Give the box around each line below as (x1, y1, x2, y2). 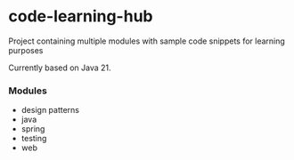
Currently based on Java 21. (8, 62, 112, 73)
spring (20, 124, 45, 134)
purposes (8, 44, 44, 55)
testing (20, 133, 47, 144)
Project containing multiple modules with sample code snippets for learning (8, 36, 286, 46)
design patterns (20, 105, 80, 116)
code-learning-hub (8, 6, 153, 27)
